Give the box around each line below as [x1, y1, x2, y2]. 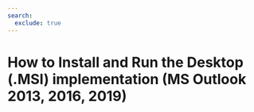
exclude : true [14, 19, 61, 27]
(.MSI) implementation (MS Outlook [7, 70, 247, 88]
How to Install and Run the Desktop [7, 53, 244, 71]
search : [7, 11, 33, 20]
